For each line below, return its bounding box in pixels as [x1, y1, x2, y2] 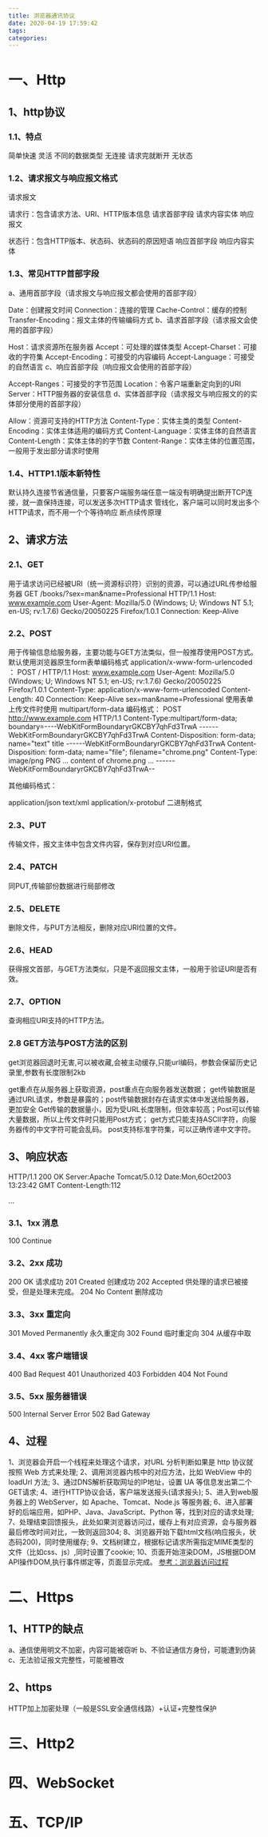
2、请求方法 [8, 533, 68, 547]
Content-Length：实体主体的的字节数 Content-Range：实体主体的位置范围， [8, 436, 259, 445]
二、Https [8, 1588, 74, 1607]
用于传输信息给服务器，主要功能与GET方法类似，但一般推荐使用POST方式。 [8, 648, 258, 656]
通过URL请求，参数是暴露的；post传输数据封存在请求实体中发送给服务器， [8, 1094, 254, 1104]
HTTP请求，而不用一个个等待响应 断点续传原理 [8, 508, 162, 517]
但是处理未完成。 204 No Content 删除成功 [22, 1287, 164, 1297]
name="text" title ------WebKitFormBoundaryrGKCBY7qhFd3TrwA [8, 739, 226, 748]
